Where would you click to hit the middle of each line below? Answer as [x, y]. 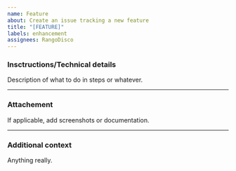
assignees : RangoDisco [40, 40]
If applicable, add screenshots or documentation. [78, 120]
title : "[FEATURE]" [36, 27]
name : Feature [28, 14]
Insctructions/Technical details [62, 65]
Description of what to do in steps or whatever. [75, 80]
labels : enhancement [38, 33]
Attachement [30, 105]
